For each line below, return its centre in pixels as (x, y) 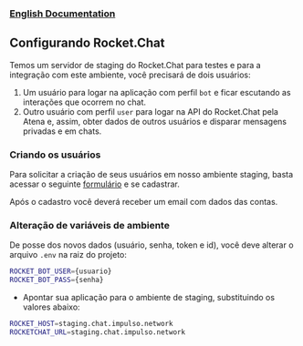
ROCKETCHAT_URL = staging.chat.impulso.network (97, 332)
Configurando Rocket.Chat (87, 43)
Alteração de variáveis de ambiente (90, 225)
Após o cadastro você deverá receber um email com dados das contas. (144, 202)
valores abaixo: (51, 307)
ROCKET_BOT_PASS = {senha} (57, 280)
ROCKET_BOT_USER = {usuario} (61, 271)
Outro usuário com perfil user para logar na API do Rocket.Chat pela (150, 111)
